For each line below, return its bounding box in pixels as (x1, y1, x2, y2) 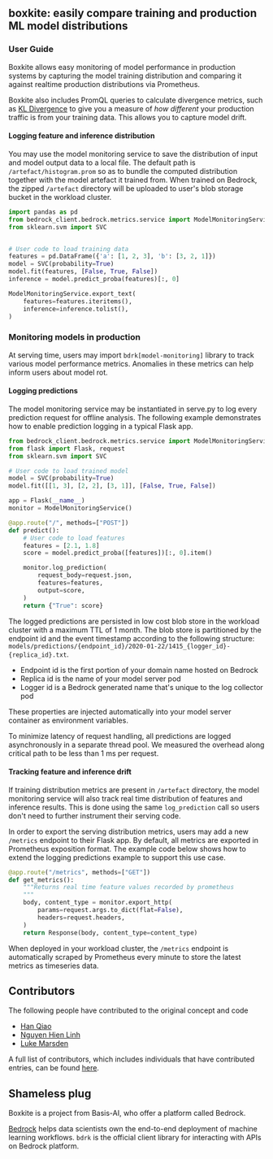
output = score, (37, 586, 85, 594)
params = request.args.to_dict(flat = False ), (37, 906, 184, 914)
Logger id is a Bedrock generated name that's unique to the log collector (19, 682, 264, 692)
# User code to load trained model (8, 467, 129, 475)
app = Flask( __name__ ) (8, 497, 85, 505)
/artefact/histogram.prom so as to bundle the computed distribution (8, 166, 238, 176)
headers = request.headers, (37, 914, 126, 922)
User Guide (8, 44, 54, 55)
